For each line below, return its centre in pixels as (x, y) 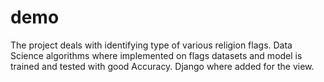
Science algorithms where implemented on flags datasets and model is (156, 55)
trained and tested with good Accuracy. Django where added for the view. (162, 66)
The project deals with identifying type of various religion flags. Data (151, 45)
